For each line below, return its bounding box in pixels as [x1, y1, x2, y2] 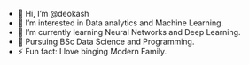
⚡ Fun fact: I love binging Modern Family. [17, 47, 167, 56]
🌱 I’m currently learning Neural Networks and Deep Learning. [17, 27, 241, 37]
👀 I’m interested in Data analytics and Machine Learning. [17, 18, 224, 28]
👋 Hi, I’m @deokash [17, 9, 89, 18]
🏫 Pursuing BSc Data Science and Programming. [17, 36, 195, 47]
